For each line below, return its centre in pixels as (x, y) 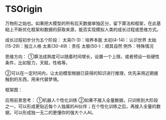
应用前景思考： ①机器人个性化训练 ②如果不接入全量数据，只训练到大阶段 (82, 100)
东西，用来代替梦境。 (40, 79)
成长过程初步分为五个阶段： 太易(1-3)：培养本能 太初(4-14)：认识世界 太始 (81, 40)
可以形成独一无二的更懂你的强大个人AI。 (55, 112)
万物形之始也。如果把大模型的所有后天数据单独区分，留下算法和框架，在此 (81, 23)
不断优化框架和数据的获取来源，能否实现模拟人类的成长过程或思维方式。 (87, 29)
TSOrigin (24, 9)
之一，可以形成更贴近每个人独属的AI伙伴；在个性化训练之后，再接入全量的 (81, 106)
